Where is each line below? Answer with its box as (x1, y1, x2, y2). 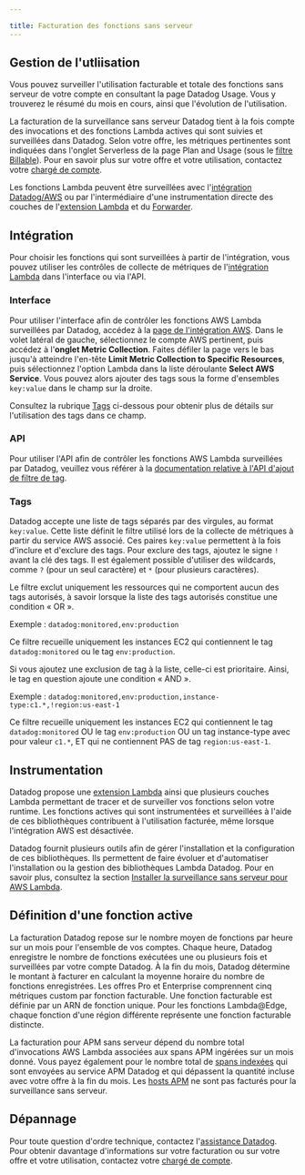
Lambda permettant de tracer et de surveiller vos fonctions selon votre (9, 795, 275, 806)
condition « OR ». (9, 602, 75, 613)
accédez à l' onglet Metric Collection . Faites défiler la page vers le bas (9, 343, 275, 355)
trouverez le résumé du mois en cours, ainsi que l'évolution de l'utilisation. (9, 98, 288, 109)
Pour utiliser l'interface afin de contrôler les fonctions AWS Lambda (9, 315, 262, 326)
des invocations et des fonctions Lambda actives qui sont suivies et (9, 126, 263, 137)
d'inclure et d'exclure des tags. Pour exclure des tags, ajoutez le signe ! (9, 545, 280, 556)
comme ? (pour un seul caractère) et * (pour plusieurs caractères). (9, 564, 259, 575)
